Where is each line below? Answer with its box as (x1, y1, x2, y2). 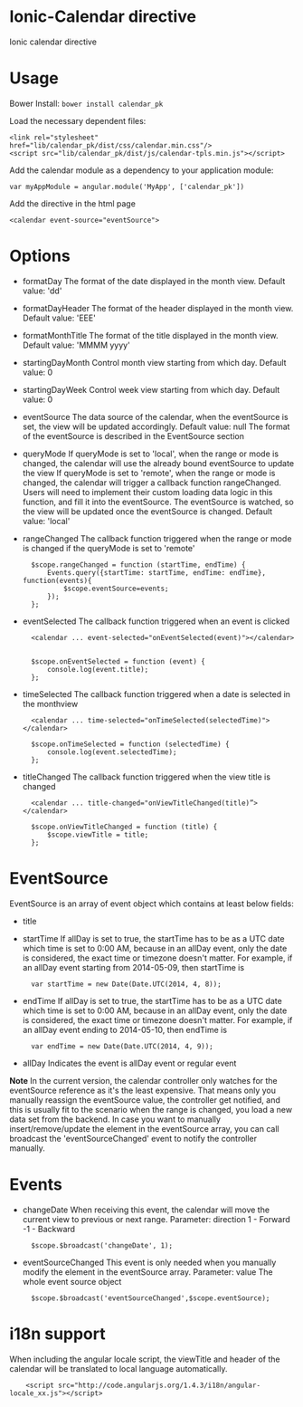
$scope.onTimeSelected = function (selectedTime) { (31, 740, 230, 749)
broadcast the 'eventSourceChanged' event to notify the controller (9, 1133, 258, 1144)
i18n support (9, 1324, 106, 1344)
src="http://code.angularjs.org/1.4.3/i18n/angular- (57, 1381, 260, 1390)
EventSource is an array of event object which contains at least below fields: (9, 898, 294, 909)
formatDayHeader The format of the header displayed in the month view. (22, 302, 294, 313)
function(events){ (22, 576, 92, 585)
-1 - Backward (22, 1223, 75, 1234)
